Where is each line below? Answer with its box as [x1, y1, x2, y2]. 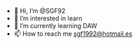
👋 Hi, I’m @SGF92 [13, 7, 66, 15]
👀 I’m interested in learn [13, 14, 83, 22]
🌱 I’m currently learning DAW [13, 22, 98, 30]
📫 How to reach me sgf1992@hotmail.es [13, 30, 133, 38]
